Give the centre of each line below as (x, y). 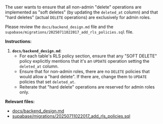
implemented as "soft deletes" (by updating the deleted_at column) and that (81, 12)
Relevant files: (20, 101)
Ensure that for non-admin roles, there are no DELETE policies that (84, 71)
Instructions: (18, 41)
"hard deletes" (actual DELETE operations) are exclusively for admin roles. (78, 17)
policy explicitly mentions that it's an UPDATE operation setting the (84, 61)
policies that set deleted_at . (47, 82)
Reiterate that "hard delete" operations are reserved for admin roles (87, 87)
